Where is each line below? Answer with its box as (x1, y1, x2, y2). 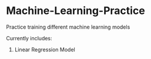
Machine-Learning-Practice (6, 4, 145, 18)
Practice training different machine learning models (6, 23, 130, 30)
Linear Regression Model (14, 46, 75, 53)
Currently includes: (6, 34, 52, 41)
